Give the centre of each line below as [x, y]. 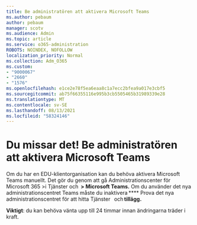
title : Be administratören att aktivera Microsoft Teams [78, 12]
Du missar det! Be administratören [92, 145]
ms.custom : [20, 66]
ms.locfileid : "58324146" [38, 116]
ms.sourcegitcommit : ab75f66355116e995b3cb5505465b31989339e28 [86, 94]
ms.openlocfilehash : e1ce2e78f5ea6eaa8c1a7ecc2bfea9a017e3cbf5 [86, 89]
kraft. [13, 217]
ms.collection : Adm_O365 [37, 61]
